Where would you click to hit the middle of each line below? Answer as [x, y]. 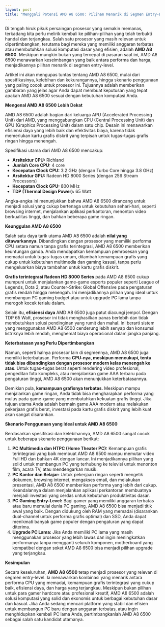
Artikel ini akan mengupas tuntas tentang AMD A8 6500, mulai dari [72, 74]
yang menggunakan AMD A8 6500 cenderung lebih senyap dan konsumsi [80, 328]
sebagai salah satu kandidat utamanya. [45, 619]
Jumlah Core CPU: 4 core [39, 165]
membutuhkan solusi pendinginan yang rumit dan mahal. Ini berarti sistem [80, 323]
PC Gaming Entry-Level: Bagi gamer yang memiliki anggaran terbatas [83, 500]
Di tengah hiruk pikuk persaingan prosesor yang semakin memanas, [74, 28]
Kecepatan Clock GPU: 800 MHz [46, 186]
